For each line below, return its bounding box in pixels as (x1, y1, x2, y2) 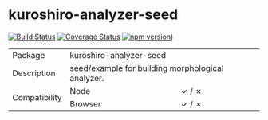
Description (12, 68, 56, 79)
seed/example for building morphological (69, 62, 224, 73)
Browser (69, 98, 101, 109)
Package (12, 49, 45, 60)
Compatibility (12, 91, 62, 103)
